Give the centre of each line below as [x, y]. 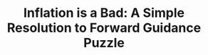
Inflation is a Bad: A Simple [104, 13]
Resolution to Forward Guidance [104, 28]
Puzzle [104, 43]
